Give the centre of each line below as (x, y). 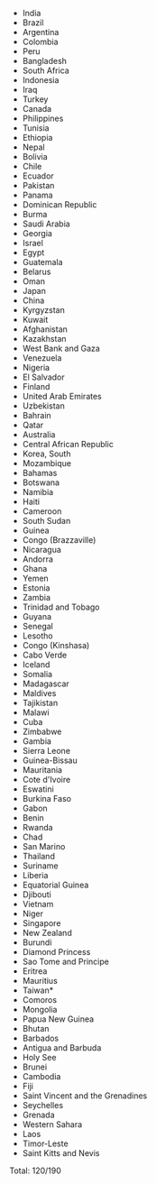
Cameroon (42, 511)
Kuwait (35, 320)
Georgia (37, 233)
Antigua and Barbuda (62, 1048)
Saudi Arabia (46, 224)
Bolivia (35, 156)
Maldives (39, 693)
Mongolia (40, 1010)
